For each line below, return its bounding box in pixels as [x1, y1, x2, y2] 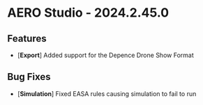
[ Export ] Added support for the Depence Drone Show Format [17, 51, 194, 59]
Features [7, 33, 47, 45]
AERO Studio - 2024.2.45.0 [7, 5, 170, 21]
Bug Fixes [7, 71, 51, 83]
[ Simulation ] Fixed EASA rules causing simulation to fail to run [17, 89, 197, 98]
